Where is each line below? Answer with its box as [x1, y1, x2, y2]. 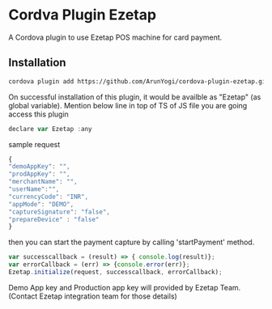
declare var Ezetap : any [8, 125, 92, 133]
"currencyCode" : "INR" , [8, 193, 89, 201]
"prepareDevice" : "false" [8, 215, 100, 223]
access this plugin [8, 109, 69, 119]
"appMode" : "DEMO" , [8, 200, 74, 208]
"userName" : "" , [8, 185, 60, 193]
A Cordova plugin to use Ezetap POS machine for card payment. [8, 32, 223, 42]
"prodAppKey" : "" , [8, 170, 70, 179]
